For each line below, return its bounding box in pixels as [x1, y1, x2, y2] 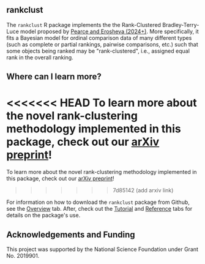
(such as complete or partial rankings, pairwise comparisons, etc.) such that [6, 40, 199, 48]
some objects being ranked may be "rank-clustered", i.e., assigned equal [6, 47, 190, 55]
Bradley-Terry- [162, 21, 199, 28]
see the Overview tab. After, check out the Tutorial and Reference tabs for [6, 205, 193, 213]
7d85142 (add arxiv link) [113, 187, 174, 194]
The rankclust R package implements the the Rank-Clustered [6, 21, 161, 28]
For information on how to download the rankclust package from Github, [6, 198, 190, 206]
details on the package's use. [6, 211, 81, 219]
